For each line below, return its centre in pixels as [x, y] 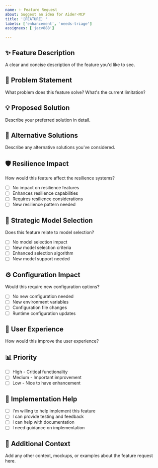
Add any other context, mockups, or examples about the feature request [79, 456]
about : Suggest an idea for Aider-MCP [45, 14]
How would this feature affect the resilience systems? [60, 178]
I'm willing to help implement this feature [54, 411]
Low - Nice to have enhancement [46, 383]
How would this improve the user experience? [52, 341]
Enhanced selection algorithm [43, 253]
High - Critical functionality [40, 372]
